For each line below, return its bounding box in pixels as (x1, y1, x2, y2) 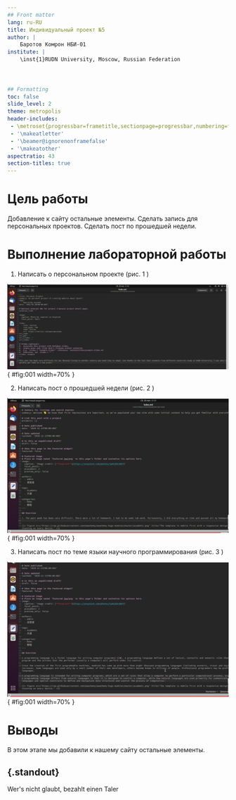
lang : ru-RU (7, 18, 42, 26)
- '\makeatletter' (10, 130, 65, 137)
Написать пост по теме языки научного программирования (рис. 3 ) (17, 548, 224, 556)
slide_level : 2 (7, 101, 52, 108)
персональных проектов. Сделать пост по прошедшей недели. (7, 222, 197, 230)
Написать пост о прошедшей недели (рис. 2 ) (17, 384, 155, 392)
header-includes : (7, 115, 58, 123)
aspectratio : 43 (7, 152, 55, 160)
